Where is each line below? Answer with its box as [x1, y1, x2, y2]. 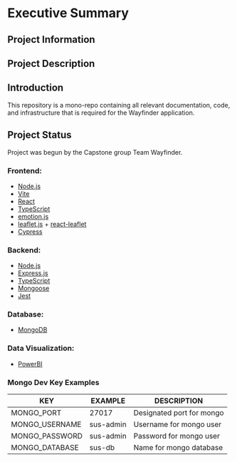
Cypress [17, 227, 43, 236]
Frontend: [7, 165, 43, 175]
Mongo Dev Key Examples [7, 377, 100, 387]
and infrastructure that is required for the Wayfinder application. [7, 108, 195, 117]
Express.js [17, 269, 48, 277]
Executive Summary [7, 5, 130, 21]
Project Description [7, 57, 95, 69]
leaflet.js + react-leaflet [17, 220, 87, 228]
